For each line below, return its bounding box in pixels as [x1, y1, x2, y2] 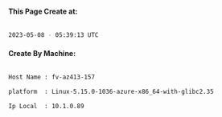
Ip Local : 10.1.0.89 [8, 103, 84, 111]
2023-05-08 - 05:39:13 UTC [8, 31, 99, 39]
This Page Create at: [8, 6, 78, 16]
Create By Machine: [8, 48, 76, 58]
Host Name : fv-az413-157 [8, 73, 95, 82]
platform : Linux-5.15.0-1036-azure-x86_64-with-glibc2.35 [8, 88, 215, 96]
